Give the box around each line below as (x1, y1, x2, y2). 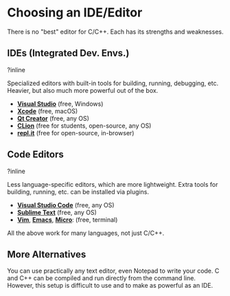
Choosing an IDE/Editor (7, 5, 143, 21)
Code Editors (7, 149, 64, 161)
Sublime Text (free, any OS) (16, 208, 97, 216)
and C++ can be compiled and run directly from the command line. (7, 274, 196, 282)
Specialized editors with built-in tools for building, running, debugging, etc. (7, 79, 219, 87)
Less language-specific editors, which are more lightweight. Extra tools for (7, 180, 218, 188)
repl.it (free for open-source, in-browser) (16, 128, 135, 137)
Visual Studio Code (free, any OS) (16, 201, 115, 209)
